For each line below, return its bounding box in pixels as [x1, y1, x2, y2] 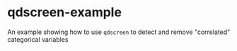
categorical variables [7, 35, 69, 43]
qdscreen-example [7, 4, 122, 21]
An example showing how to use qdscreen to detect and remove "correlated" [7, 28, 231, 36]
